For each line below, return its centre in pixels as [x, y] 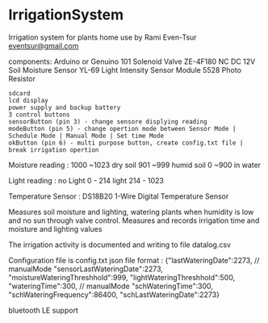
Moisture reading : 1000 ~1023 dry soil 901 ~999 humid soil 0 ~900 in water [134, 165]
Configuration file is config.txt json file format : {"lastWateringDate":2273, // [134, 260]
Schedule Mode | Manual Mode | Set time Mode [86, 136]
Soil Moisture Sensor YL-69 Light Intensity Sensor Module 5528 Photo [125, 69]
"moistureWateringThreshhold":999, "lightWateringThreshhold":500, [122, 277]
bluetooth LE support [43, 310]
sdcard [19, 93]
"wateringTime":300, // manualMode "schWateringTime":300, [111, 286]
